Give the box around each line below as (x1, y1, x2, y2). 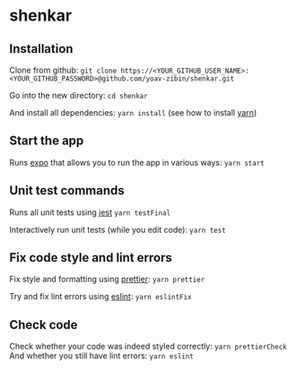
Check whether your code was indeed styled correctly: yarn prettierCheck (9, 341, 287, 352)
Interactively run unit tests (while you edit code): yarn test (9, 224, 226, 235)
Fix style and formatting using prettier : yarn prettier (9, 274, 205, 285)
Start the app (9, 133, 84, 149)
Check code (9, 317, 78, 332)
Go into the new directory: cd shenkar (9, 90, 148, 100)
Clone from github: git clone (9, 65, 118, 75)
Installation (9, 41, 74, 56)
